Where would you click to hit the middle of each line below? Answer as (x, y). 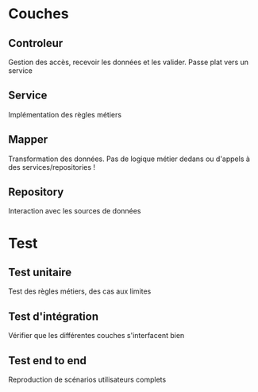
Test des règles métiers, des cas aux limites (80, 291)
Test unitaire (40, 273)
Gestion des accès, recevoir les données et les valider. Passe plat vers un (128, 62)
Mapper (28, 140)
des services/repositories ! (52, 167)
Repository (36, 192)
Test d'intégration (54, 316)
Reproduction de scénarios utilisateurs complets (87, 380)
